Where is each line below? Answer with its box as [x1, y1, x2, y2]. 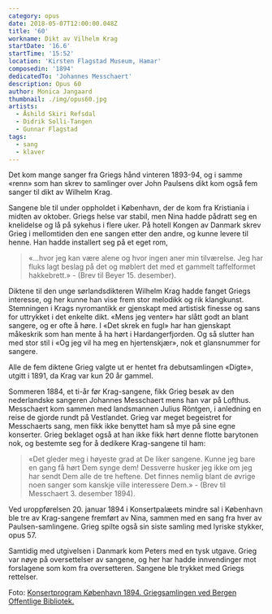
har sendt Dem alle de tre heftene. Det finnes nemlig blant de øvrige [28, 472, 256, 482]
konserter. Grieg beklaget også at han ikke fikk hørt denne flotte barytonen [8, 430, 259, 439]
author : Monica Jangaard [8, 87, 93, 96]
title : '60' [8, 27, 49, 35]
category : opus [8, 11, 60, 20]
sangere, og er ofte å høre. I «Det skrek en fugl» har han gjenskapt [8, 321, 231, 331]
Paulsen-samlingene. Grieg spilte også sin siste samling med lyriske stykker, [8, 521, 264, 532]
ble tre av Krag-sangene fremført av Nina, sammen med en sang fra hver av [8, 513, 262, 523]
